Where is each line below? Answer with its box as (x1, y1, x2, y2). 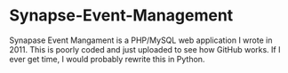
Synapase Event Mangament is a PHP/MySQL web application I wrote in (9, 35, 273, 45)
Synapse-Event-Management (9, 5, 234, 26)
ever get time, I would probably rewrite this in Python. (9, 53, 205, 64)
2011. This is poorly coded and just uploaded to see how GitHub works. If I (9, 44, 281, 54)
